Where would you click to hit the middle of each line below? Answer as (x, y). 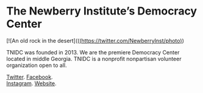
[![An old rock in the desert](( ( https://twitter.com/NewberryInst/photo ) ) (95, 40)
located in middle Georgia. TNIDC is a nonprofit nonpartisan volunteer (94, 59)
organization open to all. (37, 65)
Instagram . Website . (31, 83)
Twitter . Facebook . (30, 77)
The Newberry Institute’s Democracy (101, 11)
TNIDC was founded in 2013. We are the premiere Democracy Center (93, 52)
